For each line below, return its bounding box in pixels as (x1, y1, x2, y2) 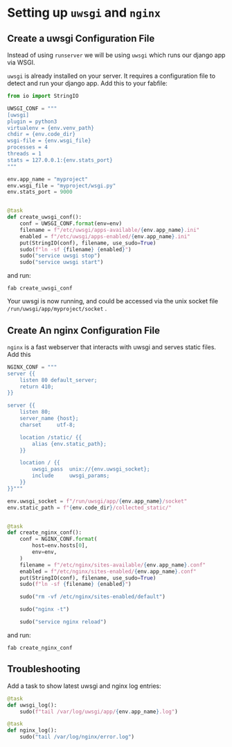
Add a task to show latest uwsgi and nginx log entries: (7, 682, 161, 690)
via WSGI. (7, 58, 36, 67)
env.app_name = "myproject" (7, 176, 89, 183)
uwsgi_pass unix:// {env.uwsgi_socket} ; (32, 466, 150, 473)
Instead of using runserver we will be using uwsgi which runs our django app (7, 51, 226, 59)
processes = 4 (7, 144, 48, 151)
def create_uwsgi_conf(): (7, 214, 82, 221)
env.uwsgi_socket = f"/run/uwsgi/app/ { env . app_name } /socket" (7, 498, 188, 505)
